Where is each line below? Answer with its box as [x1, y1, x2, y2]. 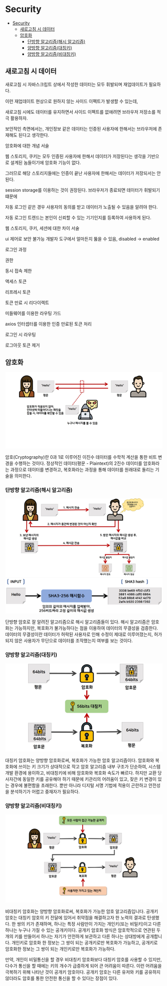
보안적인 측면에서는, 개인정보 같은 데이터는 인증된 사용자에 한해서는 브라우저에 [5, 126, 157, 132]
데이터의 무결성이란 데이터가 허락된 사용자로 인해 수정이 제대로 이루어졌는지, [5, 631, 153, 637]
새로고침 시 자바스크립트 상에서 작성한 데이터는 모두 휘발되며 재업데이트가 [5, 81, 148, 87]
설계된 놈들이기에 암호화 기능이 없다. [10, 159, 81, 166]
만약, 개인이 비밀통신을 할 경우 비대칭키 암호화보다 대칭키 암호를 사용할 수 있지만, [5, 956, 162, 962]
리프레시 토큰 [5, 289, 31, 295]
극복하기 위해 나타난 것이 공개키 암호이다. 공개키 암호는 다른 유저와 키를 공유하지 [5, 969, 161, 975]
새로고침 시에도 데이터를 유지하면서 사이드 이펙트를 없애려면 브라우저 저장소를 [5, 109, 156, 115]
